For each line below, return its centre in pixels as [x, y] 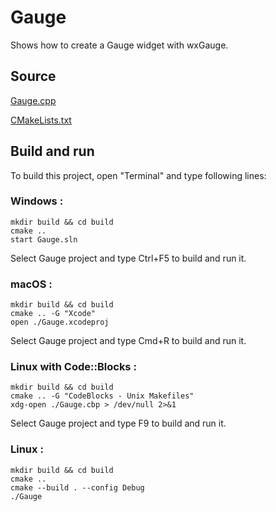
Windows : [37, 201]
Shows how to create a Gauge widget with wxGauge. [119, 45]
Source [33, 76]
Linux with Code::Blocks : [73, 367]
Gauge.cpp [33, 100]
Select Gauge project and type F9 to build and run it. [118, 423]
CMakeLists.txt [41, 120]
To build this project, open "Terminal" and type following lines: [138, 175]
